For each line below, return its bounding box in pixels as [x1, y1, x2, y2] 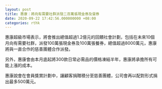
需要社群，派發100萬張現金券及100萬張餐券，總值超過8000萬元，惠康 [17, 40, 157, 46]
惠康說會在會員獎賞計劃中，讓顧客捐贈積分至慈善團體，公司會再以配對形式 [5, 73, 153, 78]
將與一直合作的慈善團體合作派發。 [5, 46, 73, 52]
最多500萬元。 [9, 79, 39, 85]
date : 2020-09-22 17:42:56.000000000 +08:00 [5, 16, 96, 21]
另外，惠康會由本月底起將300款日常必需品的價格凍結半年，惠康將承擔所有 [5, 56, 153, 63]
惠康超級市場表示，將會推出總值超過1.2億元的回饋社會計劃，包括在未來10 [5, 34, 151, 40]
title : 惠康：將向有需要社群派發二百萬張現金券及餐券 [5, 12, 100, 16]
